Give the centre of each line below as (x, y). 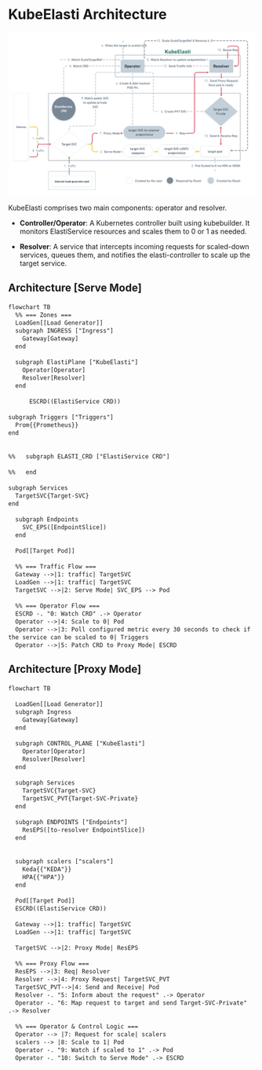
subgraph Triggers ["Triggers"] (61, 417)
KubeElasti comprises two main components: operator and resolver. (118, 208)
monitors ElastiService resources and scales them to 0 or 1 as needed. (133, 231)
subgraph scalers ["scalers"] (64, 861)
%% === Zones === (44, 315)
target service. (43, 263)
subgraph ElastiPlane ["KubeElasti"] (77, 362)
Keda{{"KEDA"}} (47, 869)
